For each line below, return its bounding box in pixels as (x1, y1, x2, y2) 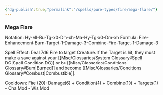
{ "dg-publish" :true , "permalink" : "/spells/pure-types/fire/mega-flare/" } (5, 7, 158, 12)
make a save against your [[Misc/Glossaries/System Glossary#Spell (5, 55, 143, 61)
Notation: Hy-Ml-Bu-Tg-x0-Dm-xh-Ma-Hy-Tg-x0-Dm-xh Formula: (5, 34, 138, 40)
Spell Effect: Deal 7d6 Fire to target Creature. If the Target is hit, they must (5, 49, 155, 55)
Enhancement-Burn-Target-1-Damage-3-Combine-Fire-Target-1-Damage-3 (5, 40, 159, 46)
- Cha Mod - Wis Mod (5, 85, 49, 91)
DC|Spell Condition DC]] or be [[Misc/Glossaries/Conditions (5, 60, 127, 65)
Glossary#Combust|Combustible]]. (5, 70, 76, 76)
